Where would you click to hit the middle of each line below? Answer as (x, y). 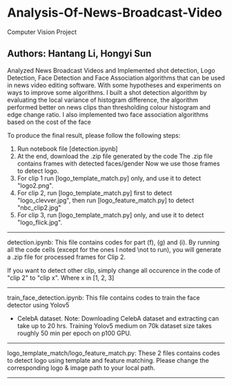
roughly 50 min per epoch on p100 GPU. (74, 333)
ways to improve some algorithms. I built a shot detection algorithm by (107, 92)
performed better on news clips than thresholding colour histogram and (109, 107)
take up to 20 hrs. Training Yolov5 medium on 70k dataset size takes (114, 325)
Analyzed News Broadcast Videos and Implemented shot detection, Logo (111, 70)
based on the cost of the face (49, 122)
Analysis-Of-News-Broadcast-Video (115, 13)
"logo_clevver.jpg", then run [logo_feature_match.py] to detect (106, 200)
